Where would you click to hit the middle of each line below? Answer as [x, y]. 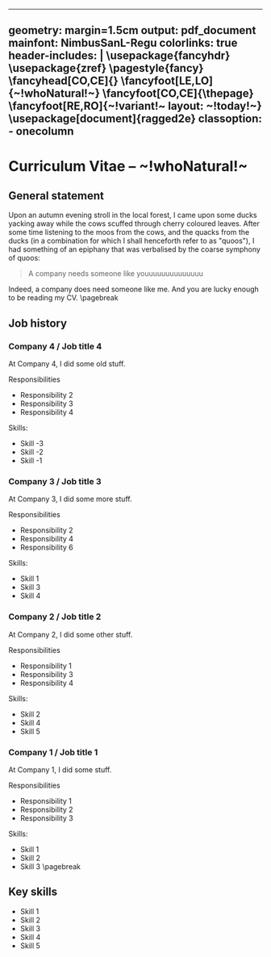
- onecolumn [41, 131]
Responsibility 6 [47, 547]
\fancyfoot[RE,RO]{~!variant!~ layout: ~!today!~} [135, 106]
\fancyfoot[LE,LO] [167, 81]
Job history [38, 323]
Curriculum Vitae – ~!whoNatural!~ [128, 166]
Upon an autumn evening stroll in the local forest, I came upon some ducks [133, 215]
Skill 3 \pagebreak [50, 866]
